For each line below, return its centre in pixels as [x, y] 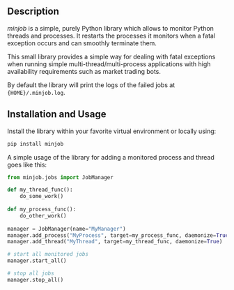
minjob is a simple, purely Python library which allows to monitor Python [111, 28]
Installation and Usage [57, 114]
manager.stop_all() [36, 280]
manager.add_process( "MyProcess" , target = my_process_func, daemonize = [112, 235]
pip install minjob [36, 144]
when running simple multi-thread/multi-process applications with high [109, 64]
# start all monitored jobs [48, 254]
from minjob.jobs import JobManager [60, 177]
